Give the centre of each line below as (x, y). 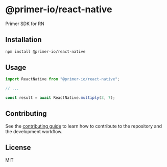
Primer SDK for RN (25, 24)
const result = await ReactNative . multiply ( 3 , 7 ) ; (60, 98)
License (18, 148)
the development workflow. (34, 131)
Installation (23, 40)
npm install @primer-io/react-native (45, 51)
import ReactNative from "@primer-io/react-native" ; (63, 79)
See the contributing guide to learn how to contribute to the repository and (84, 126)
